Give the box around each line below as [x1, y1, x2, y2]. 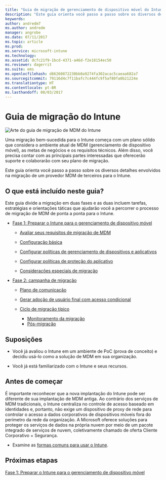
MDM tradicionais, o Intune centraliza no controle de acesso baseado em [5, 401, 154, 407]
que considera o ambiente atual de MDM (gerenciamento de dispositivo [5, 142, 151, 148]
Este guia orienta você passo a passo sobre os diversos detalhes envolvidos [5, 167, 161, 173]
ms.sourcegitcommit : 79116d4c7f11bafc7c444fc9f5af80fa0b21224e [5, 76, 138, 81]
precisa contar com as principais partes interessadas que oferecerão [5, 152, 146, 158]
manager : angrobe [5, 30, 41, 35]
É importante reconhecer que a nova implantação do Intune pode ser [5, 390, 146, 396]
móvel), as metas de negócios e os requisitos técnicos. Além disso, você [5, 148, 153, 153]
